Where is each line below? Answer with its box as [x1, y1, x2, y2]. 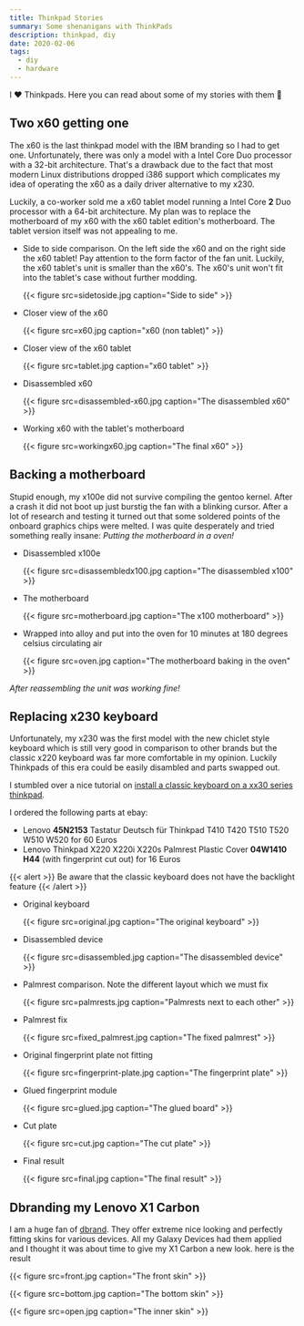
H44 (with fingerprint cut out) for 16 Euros [22, 854, 181, 865]
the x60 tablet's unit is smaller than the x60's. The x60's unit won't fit [22, 262, 284, 273]
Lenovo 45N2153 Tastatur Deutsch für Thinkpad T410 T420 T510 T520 [22, 825, 289, 836]
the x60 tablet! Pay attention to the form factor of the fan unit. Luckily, [22, 252, 285, 263]
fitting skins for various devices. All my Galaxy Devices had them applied [9, 1234, 282, 1245]
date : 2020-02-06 [9, 38, 76, 48]
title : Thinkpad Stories [9, 13, 104, 23]
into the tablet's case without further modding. [22, 272, 198, 283]
